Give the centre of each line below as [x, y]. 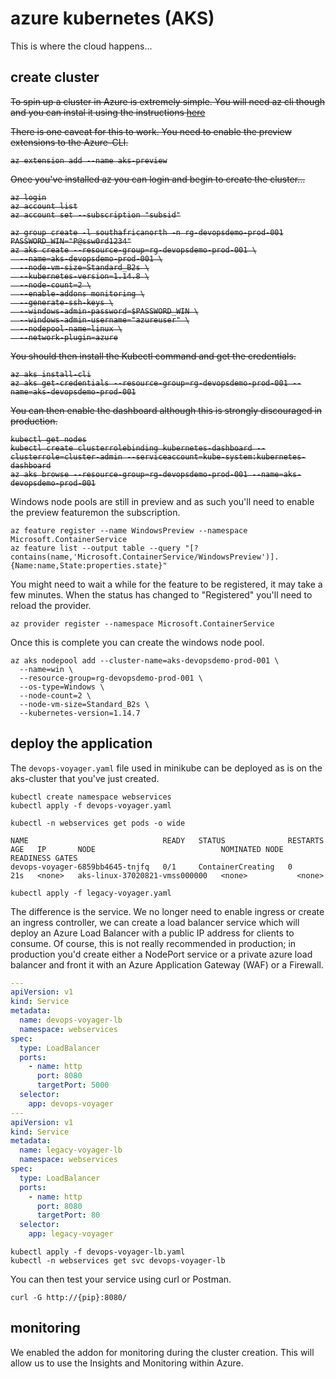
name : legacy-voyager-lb [71, 1150]
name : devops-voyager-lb [71, 1020]
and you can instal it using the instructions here [108, 112]
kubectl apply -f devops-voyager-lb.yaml [98, 1252]
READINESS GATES [44, 858]
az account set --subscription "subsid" [96, 215]
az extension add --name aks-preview [89, 160]
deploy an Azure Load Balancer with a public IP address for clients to [152, 933]
